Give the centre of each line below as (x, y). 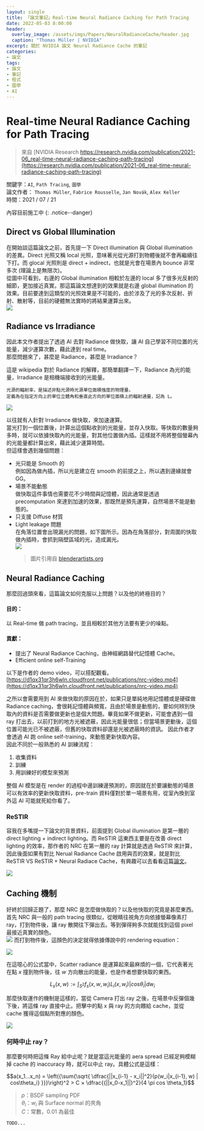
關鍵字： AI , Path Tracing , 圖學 (44, 184)
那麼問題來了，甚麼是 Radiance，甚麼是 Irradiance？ (72, 357)
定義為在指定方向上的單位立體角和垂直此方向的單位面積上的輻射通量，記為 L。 (91, 396)
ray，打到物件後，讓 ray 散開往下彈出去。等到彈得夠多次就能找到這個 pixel (100, 925)
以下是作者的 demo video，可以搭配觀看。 (59, 672)
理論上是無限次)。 (43, 270)
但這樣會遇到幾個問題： (36, 451)
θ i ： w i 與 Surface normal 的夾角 (61, 1103)
